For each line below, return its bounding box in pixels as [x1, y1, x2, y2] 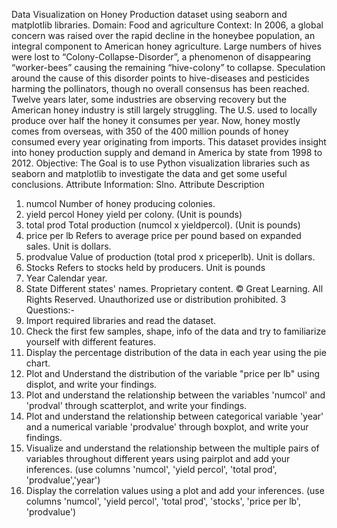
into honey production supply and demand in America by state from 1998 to [11, 147, 323, 158]
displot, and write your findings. [25, 379, 158, 390]
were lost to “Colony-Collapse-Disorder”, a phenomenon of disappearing [11, 51, 311, 63]
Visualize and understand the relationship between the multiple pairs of [25, 442, 320, 454]
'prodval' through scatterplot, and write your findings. [25, 400, 248, 411]
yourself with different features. [25, 336, 156, 348]
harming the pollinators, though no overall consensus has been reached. [11, 83, 310, 94]
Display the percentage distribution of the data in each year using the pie [25, 347, 327, 358]
